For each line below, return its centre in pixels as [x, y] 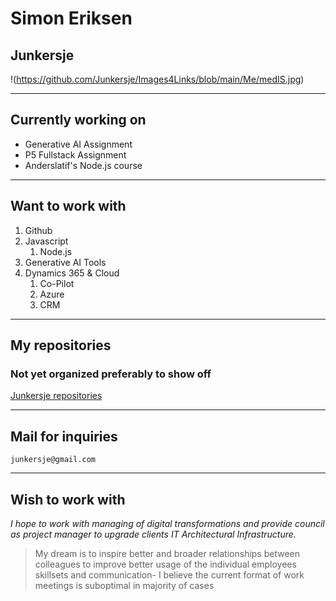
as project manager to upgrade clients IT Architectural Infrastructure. [153, 534]
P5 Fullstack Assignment [75, 154]
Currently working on [78, 120]
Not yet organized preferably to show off [111, 374]
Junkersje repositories [56, 396]
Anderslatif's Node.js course [83, 165]
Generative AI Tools [65, 262]
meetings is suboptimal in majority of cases [124, 585]
